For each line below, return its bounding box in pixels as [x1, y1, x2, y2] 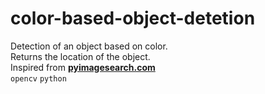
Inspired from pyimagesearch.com [10, 61, 156, 73]
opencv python [10, 73, 67, 84]
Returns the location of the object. [10, 50, 151, 62]
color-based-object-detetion [10, 7, 256, 30]
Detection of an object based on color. [10, 40, 168, 52]
